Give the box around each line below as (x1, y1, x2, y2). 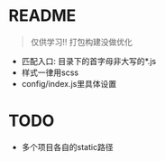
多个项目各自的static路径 (21, 141, 114, 152)
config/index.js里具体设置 (21, 78, 117, 89)
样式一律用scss (21, 67, 78, 78)
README (8, 5, 77, 26)
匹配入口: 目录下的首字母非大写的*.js (21, 55, 157, 66)
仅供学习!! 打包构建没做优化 (30, 36, 133, 47)
